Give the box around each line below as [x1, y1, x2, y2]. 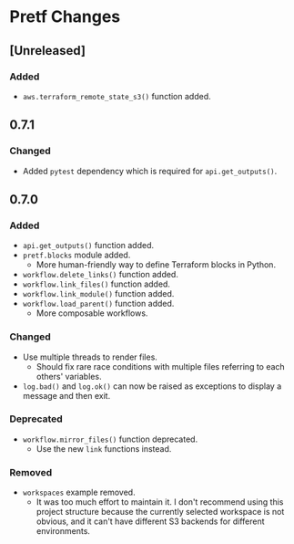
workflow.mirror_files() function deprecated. [22, 434, 198, 445]
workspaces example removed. [22, 486, 136, 498]
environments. [35, 526, 91, 537]
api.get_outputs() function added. [22, 240, 155, 251]
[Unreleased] [9, 43, 86, 58]
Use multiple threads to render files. [22, 351, 157, 362]
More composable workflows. [35, 308, 148, 319]
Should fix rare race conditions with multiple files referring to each [35, 361, 285, 371]
